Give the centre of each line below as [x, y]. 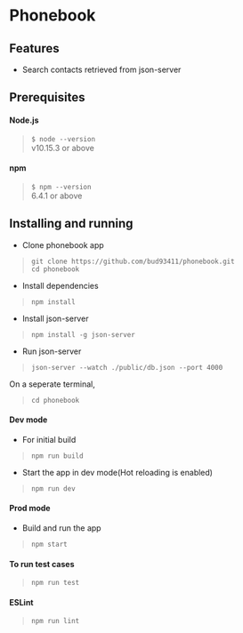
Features [34, 48]
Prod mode [30, 509]
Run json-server [52, 351]
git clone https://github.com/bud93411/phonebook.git [133, 261]
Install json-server [55, 318]
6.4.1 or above [57, 196]
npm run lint [55, 621]
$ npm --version [61, 187]
